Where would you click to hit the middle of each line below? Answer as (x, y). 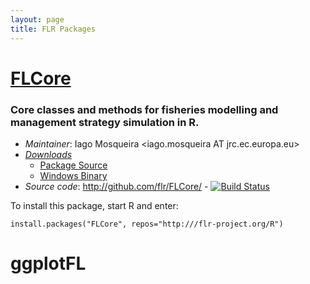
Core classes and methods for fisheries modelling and (144, 109)
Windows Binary (73, 175)
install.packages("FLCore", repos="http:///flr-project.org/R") (147, 224)
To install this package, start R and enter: (94, 205)
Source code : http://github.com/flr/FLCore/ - (116, 186)
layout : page (37, 19)
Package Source (73, 165)
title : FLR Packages (53, 29)
